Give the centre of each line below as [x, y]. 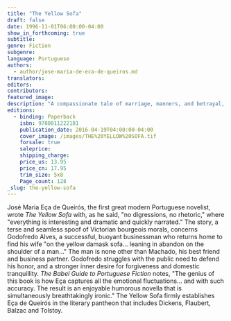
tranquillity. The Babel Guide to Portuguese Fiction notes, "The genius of [111, 274]
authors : [20, 65]
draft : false [26, 20]
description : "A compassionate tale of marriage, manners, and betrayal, [116, 104]
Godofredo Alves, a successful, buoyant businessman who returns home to [115, 237]
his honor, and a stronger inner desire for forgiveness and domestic [103, 266]
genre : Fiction [29, 46]
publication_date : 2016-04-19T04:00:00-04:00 [87, 130]
